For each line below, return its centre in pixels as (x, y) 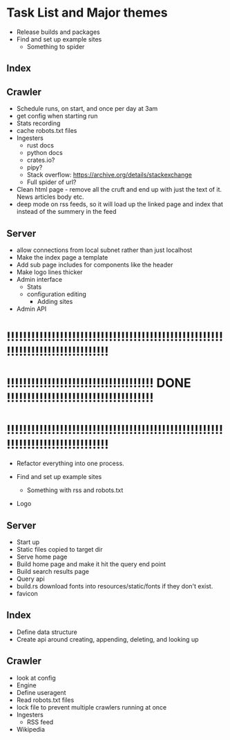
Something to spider (56, 46)
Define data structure (47, 632)
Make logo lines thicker (50, 272)
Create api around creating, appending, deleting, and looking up (107, 639)
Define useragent (41, 692)
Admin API (31, 309)
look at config (36, 678)
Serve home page (42, 557)
